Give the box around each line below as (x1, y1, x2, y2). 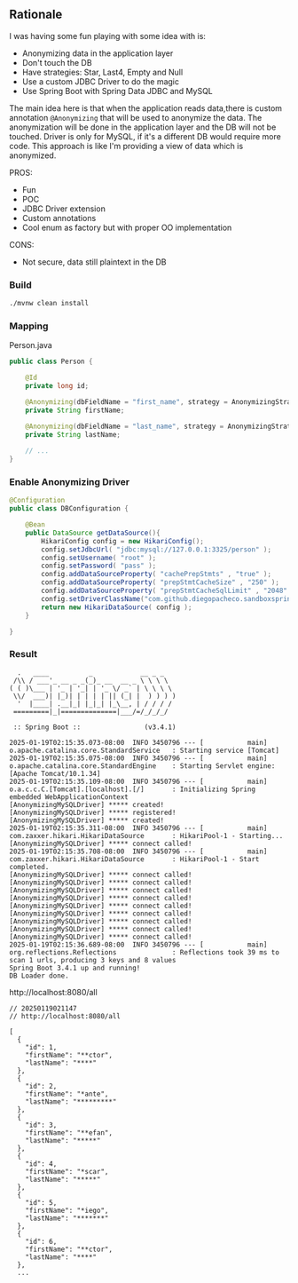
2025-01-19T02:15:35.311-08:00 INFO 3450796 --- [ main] (9, 823, 268, 833)
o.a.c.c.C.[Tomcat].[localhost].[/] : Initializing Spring (9, 785, 255, 794)
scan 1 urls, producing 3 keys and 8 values (9, 955, 176, 964)
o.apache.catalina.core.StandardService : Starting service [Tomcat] (9, 746, 279, 755)
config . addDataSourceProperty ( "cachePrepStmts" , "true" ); (41, 570, 272, 579)
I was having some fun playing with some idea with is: (9, 30, 207, 41)
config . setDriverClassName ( (41, 594, 145, 603)
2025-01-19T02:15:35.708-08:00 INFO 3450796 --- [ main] (9, 847, 268, 856)
